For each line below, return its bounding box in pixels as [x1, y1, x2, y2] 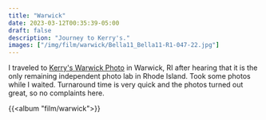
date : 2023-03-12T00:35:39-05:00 [8, 19, 120, 27]
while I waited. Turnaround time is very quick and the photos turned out [8, 80, 244, 90]
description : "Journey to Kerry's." [8, 33, 130, 42]
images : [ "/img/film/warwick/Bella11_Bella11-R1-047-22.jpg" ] [8, 41, 220, 49]
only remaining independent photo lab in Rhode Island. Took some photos [8, 72, 251, 81]
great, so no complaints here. [8, 88, 105, 98]
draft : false [8, 26, 52, 34]
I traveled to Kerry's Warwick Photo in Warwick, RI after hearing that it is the [8, 63, 258, 72]
